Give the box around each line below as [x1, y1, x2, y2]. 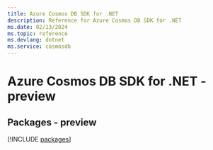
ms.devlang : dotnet [7, 37, 65, 44]
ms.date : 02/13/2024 [7, 23, 69, 30]
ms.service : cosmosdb [7, 43, 71, 50]
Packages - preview [7, 116, 97, 128]
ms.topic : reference [7, 30, 69, 37]
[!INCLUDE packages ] [7, 135, 71, 143]
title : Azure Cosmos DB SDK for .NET [7, 10, 119, 18]
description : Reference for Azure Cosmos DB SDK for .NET [7, 17, 182, 24]
